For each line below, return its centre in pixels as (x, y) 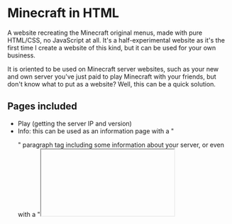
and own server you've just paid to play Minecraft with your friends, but (112, 77)
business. (21, 55)
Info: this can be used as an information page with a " (96, 131)
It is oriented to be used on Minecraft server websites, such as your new (113, 69)
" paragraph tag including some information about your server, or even (121, 145)
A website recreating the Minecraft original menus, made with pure (105, 33)
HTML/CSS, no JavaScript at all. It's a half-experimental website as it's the (116, 40)
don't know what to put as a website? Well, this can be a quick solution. (112, 84)
